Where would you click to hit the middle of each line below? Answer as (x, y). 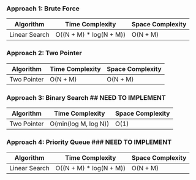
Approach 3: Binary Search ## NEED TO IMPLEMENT (86, 97)
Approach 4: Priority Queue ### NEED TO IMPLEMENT (89, 142)
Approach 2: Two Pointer (44, 53)
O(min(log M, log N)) (80, 124)
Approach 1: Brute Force (43, 9)
